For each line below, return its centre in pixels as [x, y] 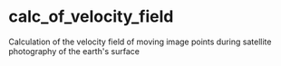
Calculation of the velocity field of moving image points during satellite [140, 42]
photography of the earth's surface [74, 51]
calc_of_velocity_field [91, 17]
